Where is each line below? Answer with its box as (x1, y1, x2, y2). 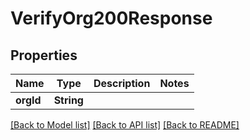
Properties (10, 47, 78, 64)
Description (93, 77, 151, 90)
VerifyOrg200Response (10, 7, 213, 30)
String (53, 93, 84, 107)
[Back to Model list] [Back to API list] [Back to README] (10, 119, 240, 131)
